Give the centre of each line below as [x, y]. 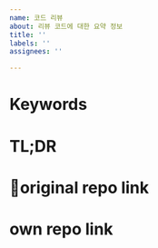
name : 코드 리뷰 [36, 18]
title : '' [28, 35]
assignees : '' [36, 52]
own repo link [61, 229]
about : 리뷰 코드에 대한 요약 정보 [66, 26]
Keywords [49, 104]
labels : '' [30, 43]
